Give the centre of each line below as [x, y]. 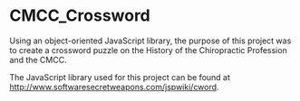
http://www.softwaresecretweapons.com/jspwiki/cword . [114, 87]
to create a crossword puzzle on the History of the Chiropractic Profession [148, 50]
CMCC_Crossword [80, 16]
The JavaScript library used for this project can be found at [120, 77]
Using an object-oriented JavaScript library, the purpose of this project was [150, 41]
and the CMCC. [38, 60]
